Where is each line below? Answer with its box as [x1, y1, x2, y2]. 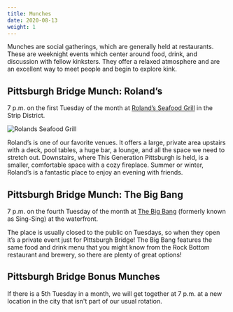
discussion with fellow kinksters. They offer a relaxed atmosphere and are [7, 57, 220, 66]
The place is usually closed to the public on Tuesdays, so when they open [7, 229, 220, 236]
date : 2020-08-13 [7, 17, 58, 24]
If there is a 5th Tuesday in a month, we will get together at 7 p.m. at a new [7, 289, 223, 298]
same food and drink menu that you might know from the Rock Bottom [7, 243, 210, 251]
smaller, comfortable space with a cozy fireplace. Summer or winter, [7, 161, 204, 169]
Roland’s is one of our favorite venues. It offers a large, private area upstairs [7, 138, 226, 147]
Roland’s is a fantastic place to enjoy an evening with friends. [7, 168, 183, 177]
